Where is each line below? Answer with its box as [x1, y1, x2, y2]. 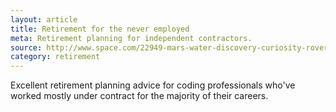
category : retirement [10, 52, 101, 62]
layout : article [10, 14, 78, 25]
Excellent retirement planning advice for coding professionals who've [10, 79, 296, 91]
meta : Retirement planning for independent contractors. [10, 33, 253, 43]
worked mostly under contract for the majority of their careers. [10, 90, 269, 102]
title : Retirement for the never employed [10, 24, 190, 34]
